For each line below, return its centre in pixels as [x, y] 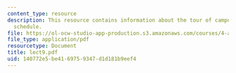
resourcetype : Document [42, 46]
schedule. [28, 26]
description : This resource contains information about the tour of [110, 20]
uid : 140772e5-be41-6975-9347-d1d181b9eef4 [72, 59]
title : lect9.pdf [33, 53]
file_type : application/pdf [48, 40]
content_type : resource [42, 14]
